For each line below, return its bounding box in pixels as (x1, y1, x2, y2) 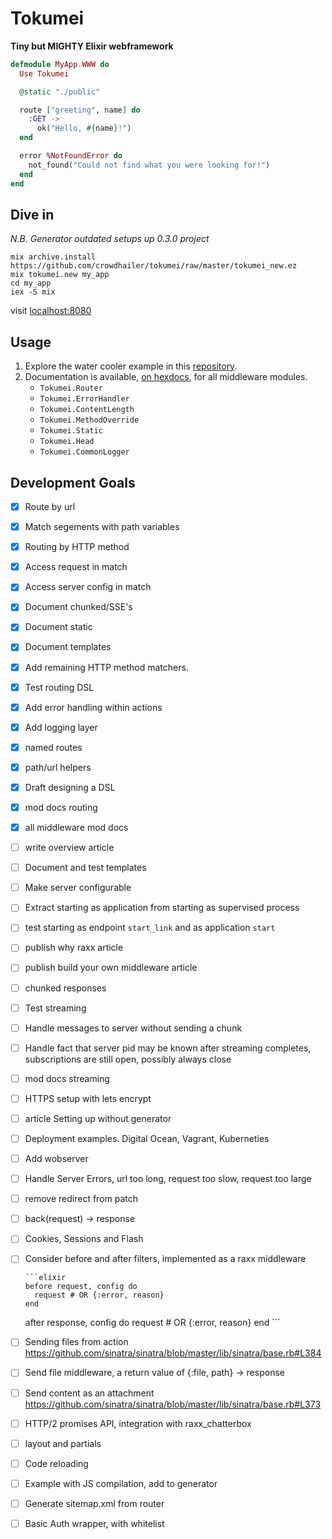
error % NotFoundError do (19, 151, 123, 161)
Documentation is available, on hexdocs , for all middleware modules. (24, 371, 308, 383)
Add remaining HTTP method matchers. (24, 661, 189, 673)
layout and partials (24, 1437, 102, 1449)
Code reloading (24, 1457, 89, 1469)
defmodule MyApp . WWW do (10, 59, 110, 69)
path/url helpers (24, 761, 92, 773)
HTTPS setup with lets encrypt (24, 1092, 152, 1104)
